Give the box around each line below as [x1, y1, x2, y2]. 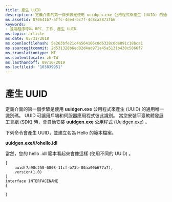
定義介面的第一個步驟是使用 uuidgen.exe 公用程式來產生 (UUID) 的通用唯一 [5, 106, 164, 113]
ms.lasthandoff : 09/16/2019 [5, 60, 66, 65]
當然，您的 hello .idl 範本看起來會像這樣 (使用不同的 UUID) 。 [5, 150, 134, 156]
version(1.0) [14, 170, 42, 175]
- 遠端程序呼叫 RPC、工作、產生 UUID [5, 27, 77, 32]
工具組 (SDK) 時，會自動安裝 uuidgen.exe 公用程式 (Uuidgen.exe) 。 [5, 119, 150, 125]
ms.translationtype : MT [5, 50, 56, 55]
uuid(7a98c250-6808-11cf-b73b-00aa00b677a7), [14, 165, 114, 170]
